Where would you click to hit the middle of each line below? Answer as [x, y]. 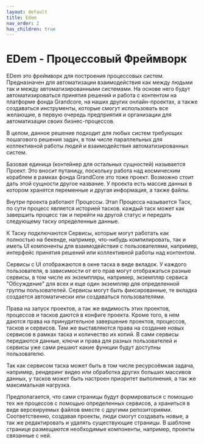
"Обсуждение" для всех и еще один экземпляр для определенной [93, 284]
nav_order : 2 [23, 23]
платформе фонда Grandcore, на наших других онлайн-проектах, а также [102, 102]
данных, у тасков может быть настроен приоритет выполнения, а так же [101, 379]
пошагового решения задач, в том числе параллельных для [84, 139]
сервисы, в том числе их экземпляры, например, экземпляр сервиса [97, 277]
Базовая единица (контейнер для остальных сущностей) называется [96, 164]
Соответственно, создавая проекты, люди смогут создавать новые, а [97, 416]
